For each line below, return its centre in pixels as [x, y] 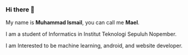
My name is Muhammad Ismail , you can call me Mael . [73, 23]
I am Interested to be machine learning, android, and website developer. [94, 46]
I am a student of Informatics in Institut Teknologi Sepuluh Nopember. [91, 34]
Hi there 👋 [20, 10]
